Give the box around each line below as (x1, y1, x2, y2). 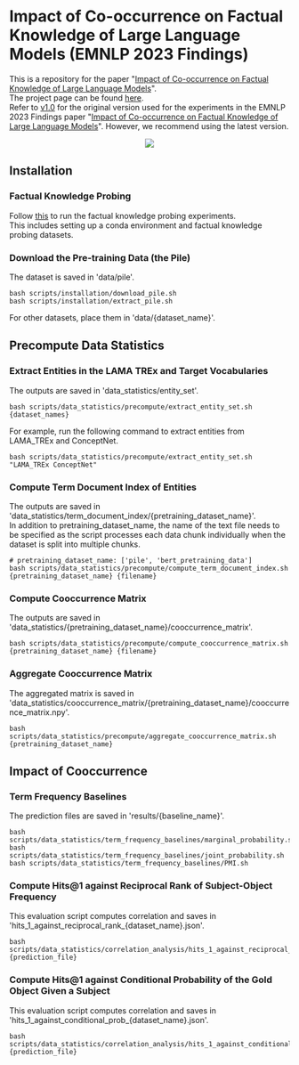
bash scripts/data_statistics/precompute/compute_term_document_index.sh (9, 564, 289, 573)
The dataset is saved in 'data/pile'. (9, 272, 135, 282)
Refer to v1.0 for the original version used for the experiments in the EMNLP (9, 102, 287, 112)
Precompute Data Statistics (9, 338, 165, 354)
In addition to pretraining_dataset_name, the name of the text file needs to (9, 519, 280, 531)
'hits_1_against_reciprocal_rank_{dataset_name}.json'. (9, 920, 205, 931)
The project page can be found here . (9, 92, 144, 103)
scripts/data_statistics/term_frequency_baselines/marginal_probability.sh (9, 835, 296, 845)
